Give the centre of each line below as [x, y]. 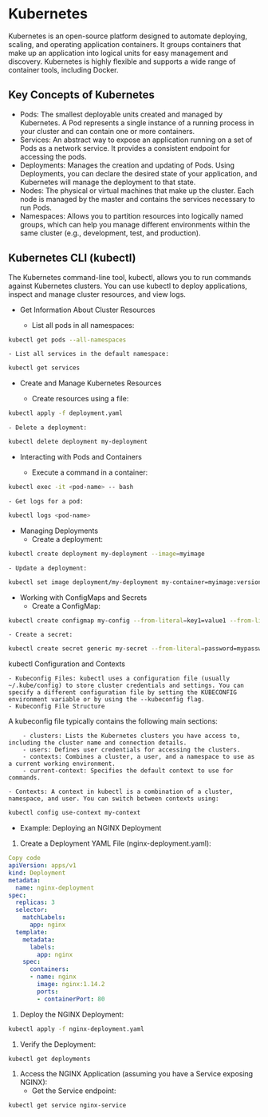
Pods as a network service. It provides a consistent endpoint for [125, 148]
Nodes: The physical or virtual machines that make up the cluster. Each [136, 190]
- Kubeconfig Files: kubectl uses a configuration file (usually [119, 679]
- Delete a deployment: [48, 428]
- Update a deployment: [48, 568]
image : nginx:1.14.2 [71, 985]
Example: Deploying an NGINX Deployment [91, 828]
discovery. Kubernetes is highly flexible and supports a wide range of [122, 61]
